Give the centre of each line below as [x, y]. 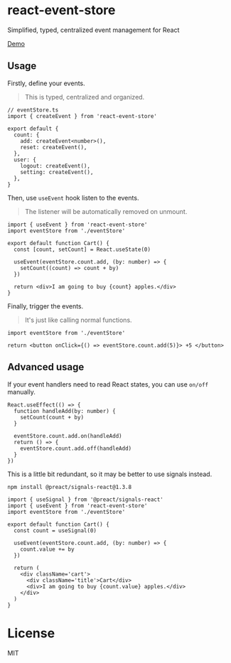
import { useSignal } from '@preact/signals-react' [85, 500]
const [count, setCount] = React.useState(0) [82, 249]
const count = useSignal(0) [55, 530]
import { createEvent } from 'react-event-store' [82, 116]
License [31, 633]
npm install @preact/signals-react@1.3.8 [70, 487]
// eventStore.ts [33, 110]
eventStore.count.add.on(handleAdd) [68, 436]
